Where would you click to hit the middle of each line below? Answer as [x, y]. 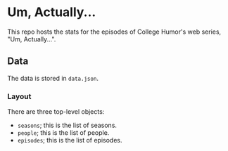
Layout [19, 96]
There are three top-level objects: [56, 112]
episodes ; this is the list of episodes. [70, 140]
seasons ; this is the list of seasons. [67, 125]
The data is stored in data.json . [53, 78]
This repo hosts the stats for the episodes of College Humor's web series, [114, 32]
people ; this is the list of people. [63, 133]
